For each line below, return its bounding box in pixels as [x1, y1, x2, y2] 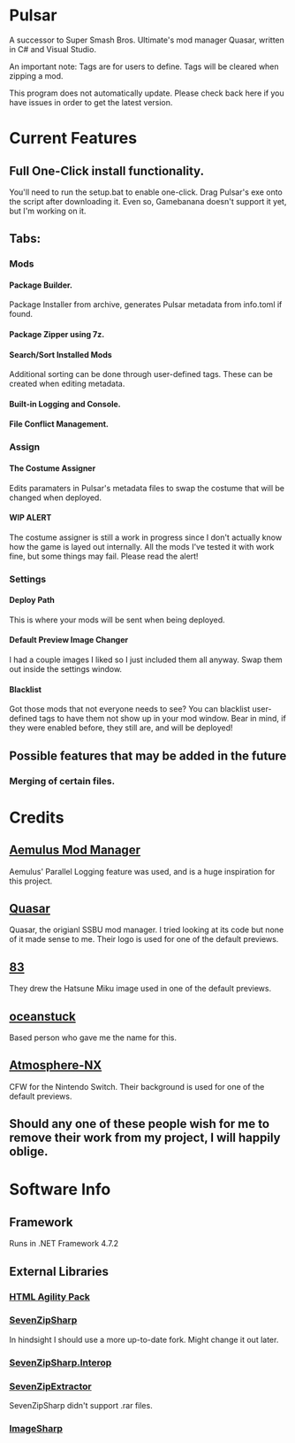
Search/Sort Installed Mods [9, 349, 112, 359]
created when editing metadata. [9, 378, 125, 390]
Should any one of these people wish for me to [9, 1116, 270, 1131]
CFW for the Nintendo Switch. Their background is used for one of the [9, 1081, 265, 1092]
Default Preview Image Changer [9, 635, 129, 645]
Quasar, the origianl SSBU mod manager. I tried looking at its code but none [9, 924, 284, 935]
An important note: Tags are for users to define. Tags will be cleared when [9, 61, 280, 72]
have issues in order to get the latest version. [9, 96, 173, 107]
